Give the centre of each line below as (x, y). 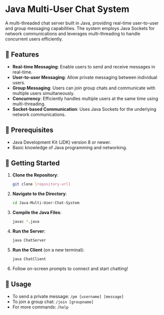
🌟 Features (22, 55)
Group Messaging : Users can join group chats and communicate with (84, 88)
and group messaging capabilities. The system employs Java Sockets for (80, 28)
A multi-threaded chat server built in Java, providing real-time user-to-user (82, 23)
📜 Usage (18, 284)
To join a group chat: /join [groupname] (53, 302)
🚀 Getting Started (33, 163)
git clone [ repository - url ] (41, 184)
